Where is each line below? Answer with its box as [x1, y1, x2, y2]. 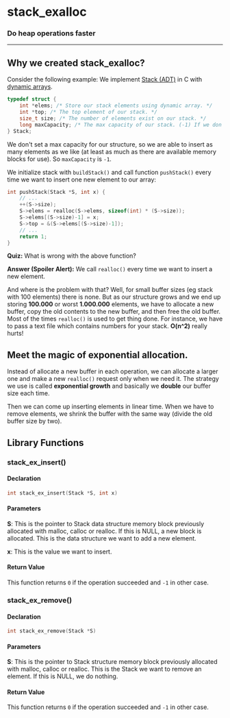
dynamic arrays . [7, 83, 53, 91]
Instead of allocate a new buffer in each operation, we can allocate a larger [7, 367, 218, 375]
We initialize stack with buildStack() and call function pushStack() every [7, 168, 212, 176]
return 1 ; [19, 233, 48, 240]
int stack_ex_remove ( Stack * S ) [7, 628, 97, 634]
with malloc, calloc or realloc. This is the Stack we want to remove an [7, 665, 202, 673]
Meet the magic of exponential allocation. [7, 349, 188, 360]
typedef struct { [7, 96, 57, 103]
